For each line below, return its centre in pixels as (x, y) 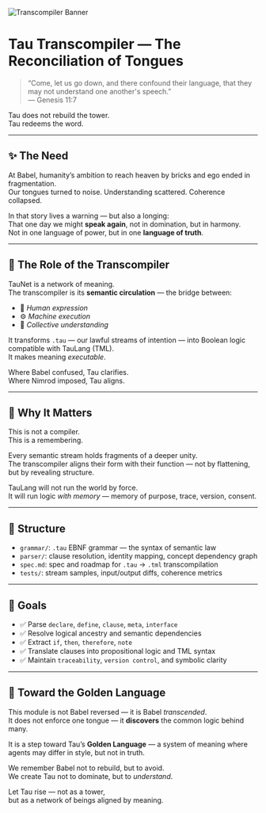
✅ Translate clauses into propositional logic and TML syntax (118, 651)
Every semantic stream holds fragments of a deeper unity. (103, 456)
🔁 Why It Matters (50, 412)
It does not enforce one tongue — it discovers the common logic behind (126, 720)
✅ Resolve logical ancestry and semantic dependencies (110, 633)
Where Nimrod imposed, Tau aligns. (66, 380)
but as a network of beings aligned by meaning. (86, 800)
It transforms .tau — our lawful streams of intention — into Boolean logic (127, 340)
